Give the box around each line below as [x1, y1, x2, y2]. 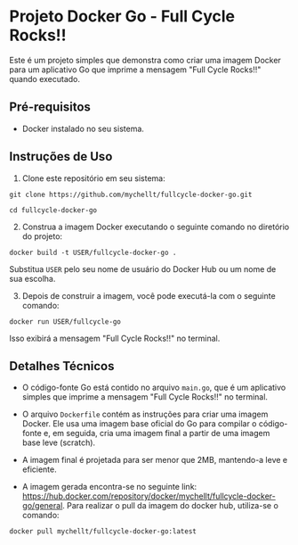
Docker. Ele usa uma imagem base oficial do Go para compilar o [21, 418, 257, 429]
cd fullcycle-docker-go [9, 205, 98, 215]
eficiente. [21, 464, 57, 475]
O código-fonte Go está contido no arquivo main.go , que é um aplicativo [21, 382, 286, 393]
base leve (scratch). [21, 437, 96, 448]
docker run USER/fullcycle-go [9, 317, 122, 326]
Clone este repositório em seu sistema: [21, 172, 166, 184]
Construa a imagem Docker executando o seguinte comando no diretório [21, 221, 290, 232]
